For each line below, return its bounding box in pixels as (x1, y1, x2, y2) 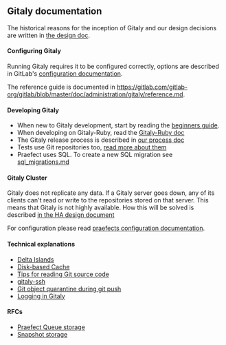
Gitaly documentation (7, 6, 102, 17)
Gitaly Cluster (7, 174, 48, 182)
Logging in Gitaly (16, 292, 65, 300)
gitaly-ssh (16, 277, 46, 285)
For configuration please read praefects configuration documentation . (7, 224, 205, 233)
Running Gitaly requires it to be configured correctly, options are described (7, 62, 220, 71)
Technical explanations (7, 240, 76, 249)
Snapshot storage (16, 330, 68, 338)
